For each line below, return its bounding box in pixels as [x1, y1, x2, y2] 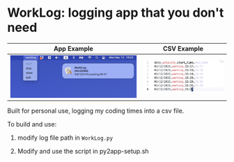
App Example [53, 44, 94, 53]
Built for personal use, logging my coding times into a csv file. [7, 106, 185, 115]
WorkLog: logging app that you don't [7, 5, 224, 21]
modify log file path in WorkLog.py [17, 133, 114, 142]
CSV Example [162, 44, 204, 53]
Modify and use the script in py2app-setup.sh [17, 147, 149, 156]
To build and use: [7, 120, 57, 129]
